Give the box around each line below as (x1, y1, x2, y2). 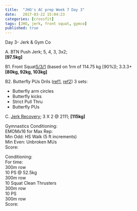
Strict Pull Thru (12, 99, 43, 105)
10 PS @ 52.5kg (5, 169, 37, 176)
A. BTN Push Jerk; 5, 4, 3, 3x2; (5, 49, 68, 55)
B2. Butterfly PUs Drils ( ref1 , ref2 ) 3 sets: (5, 79, 88, 85)
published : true (5, 26, 38, 31)
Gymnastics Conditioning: (5, 123, 58, 129)
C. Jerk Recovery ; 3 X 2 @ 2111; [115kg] (5, 113, 85, 119)
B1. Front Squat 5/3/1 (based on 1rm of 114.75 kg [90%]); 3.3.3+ (5, 64, 132, 70)
